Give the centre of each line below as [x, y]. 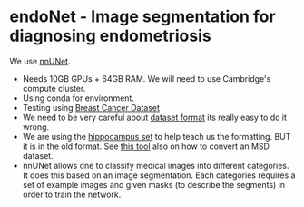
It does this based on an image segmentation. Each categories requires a [159, 175]
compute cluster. [54, 88]
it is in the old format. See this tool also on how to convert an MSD [146, 146]
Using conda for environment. [78, 98]
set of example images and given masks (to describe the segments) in [154, 184]
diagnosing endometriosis [110, 36]
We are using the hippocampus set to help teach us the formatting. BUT [157, 136]
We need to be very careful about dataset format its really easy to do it [155, 117]
